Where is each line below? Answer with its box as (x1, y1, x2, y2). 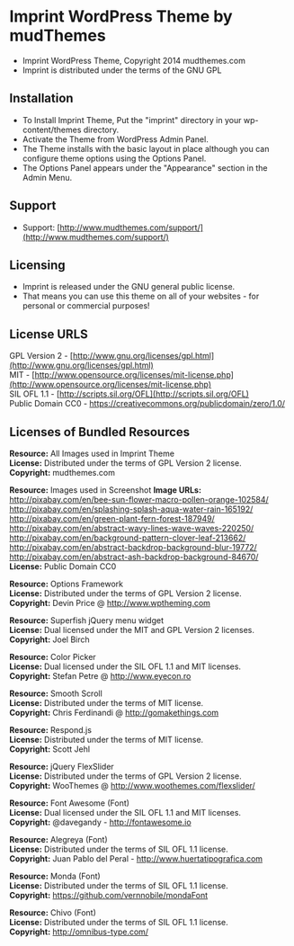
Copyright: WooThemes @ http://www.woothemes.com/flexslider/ (9, 781, 256, 790)
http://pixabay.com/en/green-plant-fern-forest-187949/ (9, 513, 216, 523)
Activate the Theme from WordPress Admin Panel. (22, 133, 209, 145)
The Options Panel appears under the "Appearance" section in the (22, 162, 268, 173)
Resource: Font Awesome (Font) (9, 798, 130, 808)
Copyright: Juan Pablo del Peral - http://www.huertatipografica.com (9, 853, 263, 864)
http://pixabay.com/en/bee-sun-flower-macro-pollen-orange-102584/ (9, 495, 270, 504)
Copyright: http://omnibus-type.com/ (9, 926, 149, 937)
